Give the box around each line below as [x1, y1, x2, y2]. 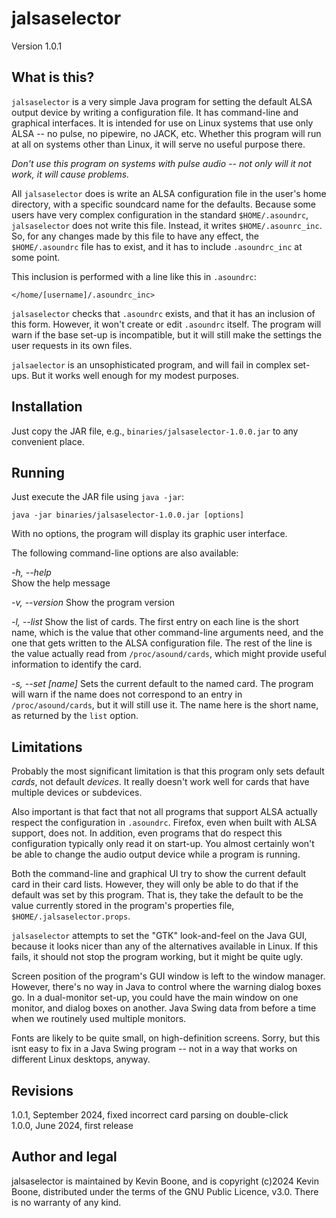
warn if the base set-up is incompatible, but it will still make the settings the [11, 328, 323, 341]
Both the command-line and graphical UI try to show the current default [11, 868, 307, 880]
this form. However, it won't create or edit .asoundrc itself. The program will [11, 318, 322, 330]
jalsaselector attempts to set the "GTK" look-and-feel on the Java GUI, [11, 930, 308, 942]
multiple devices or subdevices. [11, 787, 143, 799]
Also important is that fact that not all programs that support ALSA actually [11, 806, 318, 818]
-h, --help [11, 567, 52, 579]
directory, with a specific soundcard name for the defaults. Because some [11, 198, 316, 210]
